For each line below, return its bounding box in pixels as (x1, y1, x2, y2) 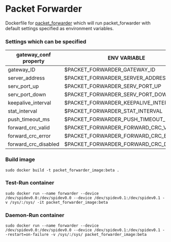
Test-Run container (5, 179, 54, 186)
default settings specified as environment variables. (5, 25, 114, 31)
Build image (5, 156, 36, 163)
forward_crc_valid (8, 124, 50, 131)
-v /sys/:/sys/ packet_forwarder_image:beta (50, 232, 147, 237)
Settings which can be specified (5, 38, 87, 45)
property (22, 58, 45, 65)
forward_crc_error (8, 132, 51, 140)
